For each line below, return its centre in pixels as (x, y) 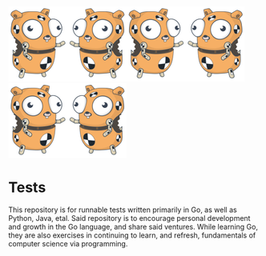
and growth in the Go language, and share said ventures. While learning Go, (133, 226)
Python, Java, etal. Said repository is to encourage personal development (129, 218)
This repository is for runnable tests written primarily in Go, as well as (123, 210)
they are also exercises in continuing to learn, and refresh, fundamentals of (132, 235)
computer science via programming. (68, 243)
